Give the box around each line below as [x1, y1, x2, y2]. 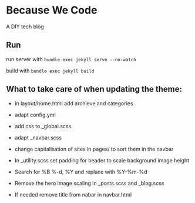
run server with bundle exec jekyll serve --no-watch [6, 55, 136, 62]
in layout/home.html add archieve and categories [14, 99, 133, 107]
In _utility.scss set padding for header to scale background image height [14, 157, 190, 164]
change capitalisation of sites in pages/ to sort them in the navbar [14, 145, 174, 152]
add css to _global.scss [14, 122, 72, 129]
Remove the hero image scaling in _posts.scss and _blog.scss [14, 179, 164, 187]
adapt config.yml [14, 111, 56, 118]
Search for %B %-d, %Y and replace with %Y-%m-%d [14, 168, 148, 175]
